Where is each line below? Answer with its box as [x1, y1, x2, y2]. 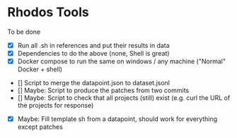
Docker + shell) [17, 65, 62, 74]
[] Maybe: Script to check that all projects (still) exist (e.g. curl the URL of [17, 94, 231, 102]
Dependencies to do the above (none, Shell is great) [17, 49, 170, 57]
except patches [17, 123, 64, 131]
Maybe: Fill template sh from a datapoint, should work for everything [17, 115, 218, 123]
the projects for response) [17, 101, 94, 110]
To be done [7, 27, 41, 36]
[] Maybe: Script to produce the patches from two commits [17, 86, 190, 95]
